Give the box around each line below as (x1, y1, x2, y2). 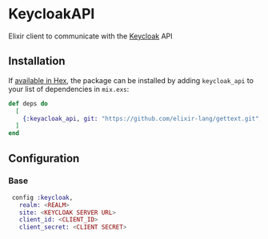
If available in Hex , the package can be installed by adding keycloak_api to (8, 75, 254, 85)
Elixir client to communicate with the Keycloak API (8, 31, 174, 41)
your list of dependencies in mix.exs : (8, 84, 130, 94)
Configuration (8, 151, 80, 165)
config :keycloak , (11, 193, 74, 201)
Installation (8, 54, 66, 68)
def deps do (8, 99, 48, 108)
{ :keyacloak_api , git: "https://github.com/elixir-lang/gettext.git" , (22, 114, 263, 122)
